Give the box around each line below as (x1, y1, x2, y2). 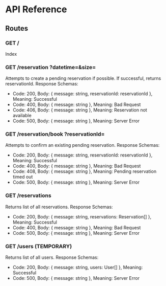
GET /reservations (5, 192, 52, 199)
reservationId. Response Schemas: (5, 81, 78, 87)
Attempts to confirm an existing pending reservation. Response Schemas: (5, 142, 160, 148)
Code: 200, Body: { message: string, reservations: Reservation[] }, (12, 213, 152, 219)
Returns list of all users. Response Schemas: (5, 254, 99, 260)
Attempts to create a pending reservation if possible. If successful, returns (5, 75, 161, 81)
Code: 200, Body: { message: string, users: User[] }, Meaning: (12, 265, 143, 271)
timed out (12, 174, 33, 180)
